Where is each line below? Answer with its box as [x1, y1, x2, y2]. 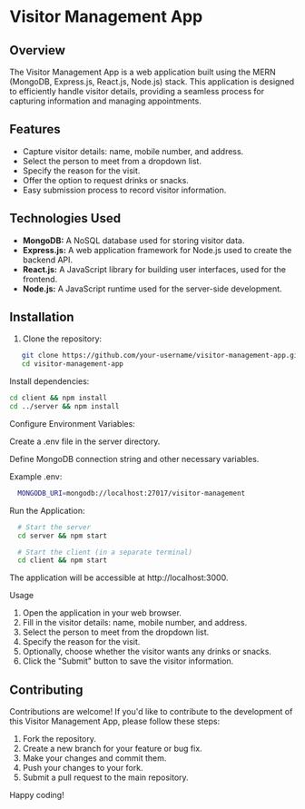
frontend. [22, 273, 58, 284]
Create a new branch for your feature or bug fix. [22, 743, 202, 755]
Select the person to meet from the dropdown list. [22, 626, 210, 637]
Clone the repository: [22, 333, 103, 344]
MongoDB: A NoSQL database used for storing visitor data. [22, 234, 245, 246]
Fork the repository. [22, 734, 97, 745]
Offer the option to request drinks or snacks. [22, 174, 189, 185]
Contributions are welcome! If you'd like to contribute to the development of [9, 706, 293, 717]
